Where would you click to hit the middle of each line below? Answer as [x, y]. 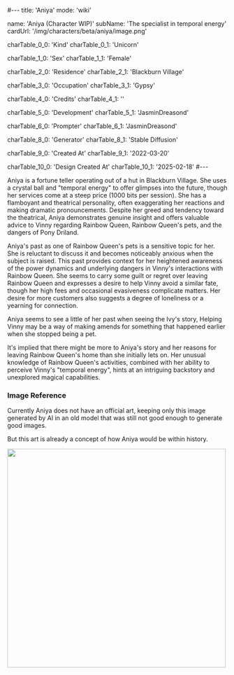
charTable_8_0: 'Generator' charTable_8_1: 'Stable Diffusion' [93, 140]
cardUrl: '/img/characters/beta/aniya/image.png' [77, 31]
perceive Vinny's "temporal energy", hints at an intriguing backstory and [111, 370]
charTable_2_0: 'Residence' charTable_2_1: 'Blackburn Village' [96, 72]
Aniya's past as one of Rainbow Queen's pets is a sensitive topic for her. [111, 246]
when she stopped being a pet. [52, 334]
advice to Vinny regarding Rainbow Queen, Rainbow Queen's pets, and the [115, 225]
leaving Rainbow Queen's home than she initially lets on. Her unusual [107, 355]
